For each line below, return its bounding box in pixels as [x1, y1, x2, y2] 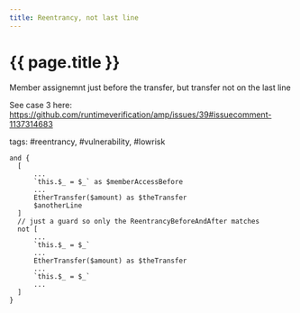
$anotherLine [32, 200, 83, 210]
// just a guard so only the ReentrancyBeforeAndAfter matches [17, 216, 259, 226]
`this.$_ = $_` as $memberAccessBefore [32, 177, 183, 186]
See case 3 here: [9, 99, 72, 110]
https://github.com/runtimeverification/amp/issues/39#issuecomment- [9, 109, 272, 120]
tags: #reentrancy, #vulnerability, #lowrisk [9, 136, 166, 147]
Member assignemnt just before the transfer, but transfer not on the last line [9, 82, 291, 93]
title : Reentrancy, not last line [9, 13, 140, 23]
